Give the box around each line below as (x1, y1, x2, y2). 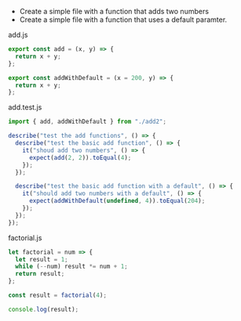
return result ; (15, 270, 65, 278)
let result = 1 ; (15, 255, 68, 263)
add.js (8, 31, 28, 39)
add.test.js (8, 103, 42, 112)
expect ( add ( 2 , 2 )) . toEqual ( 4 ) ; (28, 153, 132, 161)
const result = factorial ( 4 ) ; (8, 291, 108, 299)
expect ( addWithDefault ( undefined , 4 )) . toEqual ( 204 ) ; (28, 197, 206, 205)
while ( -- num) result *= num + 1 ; (15, 262, 128, 271)
